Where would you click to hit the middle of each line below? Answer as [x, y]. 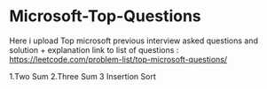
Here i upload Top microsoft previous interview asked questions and [134, 41]
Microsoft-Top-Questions [105, 16]
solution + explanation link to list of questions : [94, 49]
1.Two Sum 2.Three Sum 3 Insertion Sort [83, 76]
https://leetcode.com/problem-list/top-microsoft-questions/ [118, 59]
